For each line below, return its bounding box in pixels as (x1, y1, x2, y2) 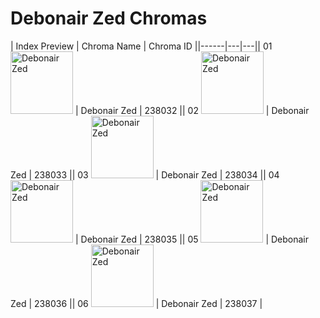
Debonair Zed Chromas (10, 7, 208, 30)
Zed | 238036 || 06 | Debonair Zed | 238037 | (10, 297, 263, 309)
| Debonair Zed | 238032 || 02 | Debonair (74, 104, 310, 116)
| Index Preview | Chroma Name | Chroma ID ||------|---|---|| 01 (10, 40, 273, 52)
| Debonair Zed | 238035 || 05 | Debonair (74, 233, 310, 245)
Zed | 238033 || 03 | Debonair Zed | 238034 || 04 (10, 168, 280, 181)
